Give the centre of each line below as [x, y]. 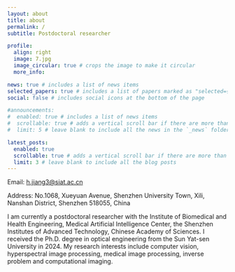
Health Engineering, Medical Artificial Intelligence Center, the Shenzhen [110, 224]
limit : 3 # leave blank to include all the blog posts [95, 162]
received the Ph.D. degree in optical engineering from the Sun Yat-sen [108, 239]
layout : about [28, 14]
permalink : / [26, 27]
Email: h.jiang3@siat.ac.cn [45, 182]
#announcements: [31, 110]
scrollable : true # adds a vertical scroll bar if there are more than [120, 156]
